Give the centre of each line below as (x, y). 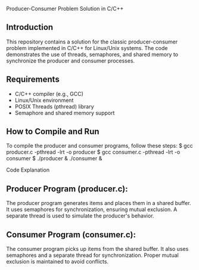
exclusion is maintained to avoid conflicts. (57, 262)
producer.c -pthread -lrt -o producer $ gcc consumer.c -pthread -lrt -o (93, 152)
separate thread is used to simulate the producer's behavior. (80, 216)
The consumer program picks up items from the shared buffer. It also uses (97, 249)
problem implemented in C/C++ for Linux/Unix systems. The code (87, 48)
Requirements (33, 80)
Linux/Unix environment (44, 100)
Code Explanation (28, 170)
